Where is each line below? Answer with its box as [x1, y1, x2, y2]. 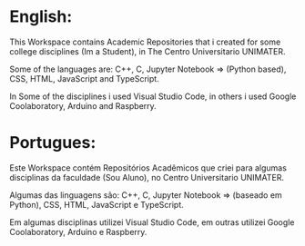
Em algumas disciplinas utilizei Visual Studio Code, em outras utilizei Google [9, 216, 295, 228]
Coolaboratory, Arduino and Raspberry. [9, 100, 157, 111]
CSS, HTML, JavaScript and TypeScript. [9, 73, 159, 84]
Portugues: [9, 133, 97, 153]
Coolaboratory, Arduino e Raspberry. [9, 226, 147, 237]
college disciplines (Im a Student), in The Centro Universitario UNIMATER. [9, 45, 286, 56]
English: [9, 6, 73, 27]
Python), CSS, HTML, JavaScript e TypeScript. [9, 199, 184, 210]
